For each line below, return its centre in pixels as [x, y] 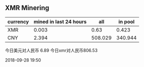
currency [18, 21]
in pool [127, 21]
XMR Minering [27, 8]
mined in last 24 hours [60, 21]
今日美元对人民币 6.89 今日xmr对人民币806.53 [51, 50]
